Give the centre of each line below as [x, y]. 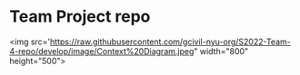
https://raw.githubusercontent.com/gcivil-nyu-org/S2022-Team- [170, 42]
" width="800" [221, 51]
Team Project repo [80, 17]
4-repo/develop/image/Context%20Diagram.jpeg [102, 51]
